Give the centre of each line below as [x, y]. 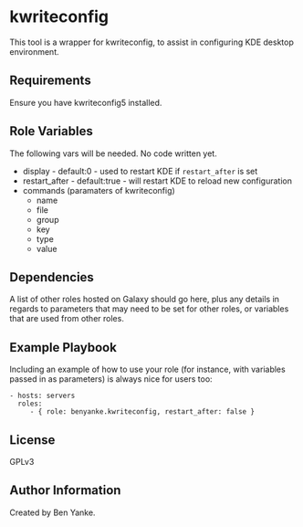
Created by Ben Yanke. [52, 512]
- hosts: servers [42, 396]
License [32, 440]
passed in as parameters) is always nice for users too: [111, 379]
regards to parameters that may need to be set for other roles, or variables [149, 309]
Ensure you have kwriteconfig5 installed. [86, 102]
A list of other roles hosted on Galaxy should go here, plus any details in [145, 300]
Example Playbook [63, 348]
